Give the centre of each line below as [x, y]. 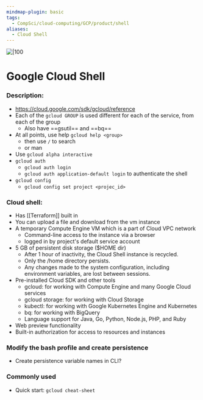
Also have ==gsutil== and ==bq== [68, 128]
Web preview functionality [48, 325]
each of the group [38, 122]
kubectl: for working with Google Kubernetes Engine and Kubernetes [110, 306]
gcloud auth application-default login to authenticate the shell [106, 174]
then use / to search [50, 141]
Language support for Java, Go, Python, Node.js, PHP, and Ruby [105, 319]
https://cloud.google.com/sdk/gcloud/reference [75, 109]
